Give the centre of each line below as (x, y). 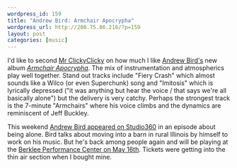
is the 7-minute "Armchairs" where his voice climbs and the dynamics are (114, 106)
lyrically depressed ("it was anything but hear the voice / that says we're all (117, 91)
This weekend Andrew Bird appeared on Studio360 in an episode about (111, 127)
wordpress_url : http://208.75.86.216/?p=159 (74, 27)
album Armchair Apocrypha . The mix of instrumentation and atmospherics (116, 68)
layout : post (27, 34)
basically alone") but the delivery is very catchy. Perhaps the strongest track (119, 98)
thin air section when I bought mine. (59, 157)
